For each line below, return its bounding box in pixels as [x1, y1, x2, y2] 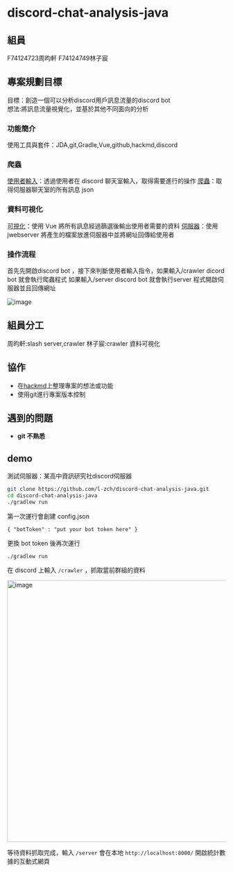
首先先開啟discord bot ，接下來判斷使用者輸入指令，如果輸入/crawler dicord [7, 267, 225, 275]
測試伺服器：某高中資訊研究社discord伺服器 [7, 472, 132, 480]
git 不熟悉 [17, 432, 45, 440]
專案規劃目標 [7, 76, 62, 88]
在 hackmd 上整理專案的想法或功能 [17, 381, 114, 389]
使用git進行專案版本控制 [17, 390, 86, 399]
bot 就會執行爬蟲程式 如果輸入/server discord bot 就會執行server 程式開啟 [7, 276, 218, 283]
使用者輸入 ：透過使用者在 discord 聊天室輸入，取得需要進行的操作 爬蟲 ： [7, 177, 216, 185]
